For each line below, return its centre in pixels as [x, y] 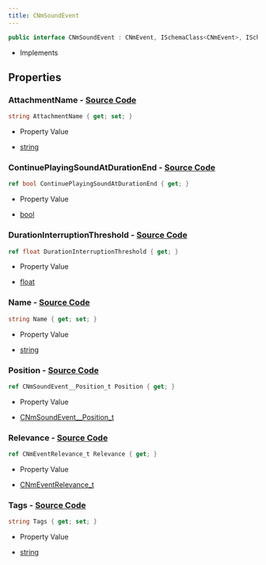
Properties [35, 77]
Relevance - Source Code [58, 437]
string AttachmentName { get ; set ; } [70, 117]
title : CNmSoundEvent [44, 15]
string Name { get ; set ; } [53, 319]
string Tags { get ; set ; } [53, 522]
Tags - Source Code [47, 505]
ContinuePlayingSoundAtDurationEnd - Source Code [112, 167]
